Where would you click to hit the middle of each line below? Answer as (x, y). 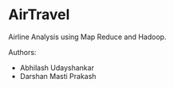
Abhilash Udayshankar (57, 67)
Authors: (22, 52)
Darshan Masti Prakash (58, 76)
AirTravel (39, 15)
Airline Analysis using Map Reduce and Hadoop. (87, 37)
